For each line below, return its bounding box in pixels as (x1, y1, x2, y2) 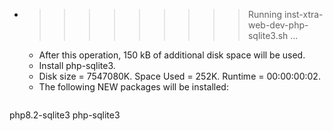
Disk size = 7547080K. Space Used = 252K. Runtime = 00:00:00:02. (38, 70, 321, 82)
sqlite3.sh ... (247, 30, 299, 41)
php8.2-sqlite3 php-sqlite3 (9, 109, 121, 121)
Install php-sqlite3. (38, 60, 116, 71)
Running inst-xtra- (247, 9, 324, 20)
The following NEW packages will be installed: (38, 81, 229, 93)
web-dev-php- (247, 19, 309, 31)
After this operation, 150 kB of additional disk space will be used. (38, 49, 306, 61)
